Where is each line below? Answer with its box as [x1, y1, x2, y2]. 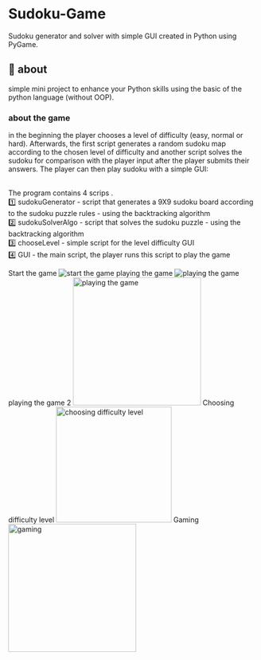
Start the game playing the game [8, 269, 173, 278]
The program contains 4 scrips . [8, 188, 114, 198]
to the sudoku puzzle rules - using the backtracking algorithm [8, 209, 211, 218]
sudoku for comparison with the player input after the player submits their [8, 156, 250, 166]
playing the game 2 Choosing [8, 398, 235, 407]
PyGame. [8, 39, 38, 49]
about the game [8, 112, 71, 124]
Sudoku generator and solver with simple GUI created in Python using [8, 31, 237, 41]
